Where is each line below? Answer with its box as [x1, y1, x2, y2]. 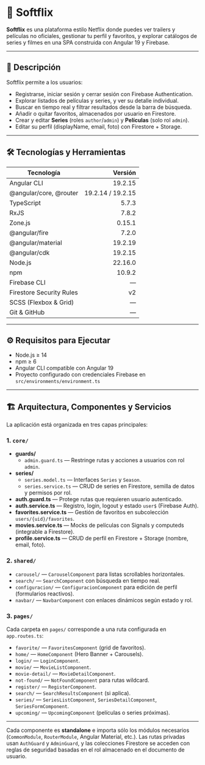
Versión [112, 168, 136, 177]
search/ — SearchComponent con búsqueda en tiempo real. [15, 577, 160, 584]
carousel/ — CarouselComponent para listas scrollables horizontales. [15, 570, 185, 578]
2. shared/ [6, 556, 37, 565]
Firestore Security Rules [9, 288, 78, 296]
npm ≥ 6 [15, 358, 37, 365]
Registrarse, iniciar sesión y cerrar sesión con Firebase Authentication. [15, 90, 193, 97]
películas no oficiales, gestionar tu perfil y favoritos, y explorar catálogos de [6, 32, 197, 39]
